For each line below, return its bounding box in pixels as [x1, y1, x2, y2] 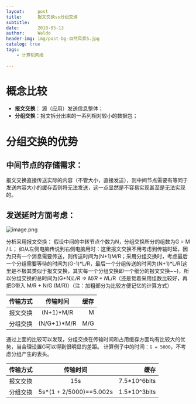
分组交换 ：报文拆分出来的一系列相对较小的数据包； [14, 112, 138, 119]
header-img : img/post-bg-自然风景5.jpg [6, 36, 100, 42]
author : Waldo [6, 30, 51, 36]
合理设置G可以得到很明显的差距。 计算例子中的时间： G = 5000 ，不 [21, 343, 181, 350]
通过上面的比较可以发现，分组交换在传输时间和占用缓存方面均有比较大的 [6, 336, 180, 343]
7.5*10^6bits [118, 377, 156, 385]
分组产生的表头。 [11, 351, 53, 358]
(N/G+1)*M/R [38, 320, 77, 328]
